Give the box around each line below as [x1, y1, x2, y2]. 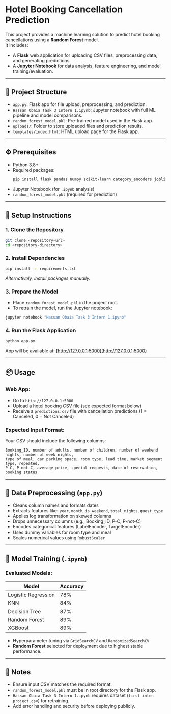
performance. [12, 648, 42, 654]
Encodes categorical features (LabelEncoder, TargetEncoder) [12, 524, 141, 530]
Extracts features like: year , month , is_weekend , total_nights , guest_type [12, 508, 163, 514]
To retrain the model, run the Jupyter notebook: [12, 305, 112, 311]
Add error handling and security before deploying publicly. [12, 703, 136, 709]
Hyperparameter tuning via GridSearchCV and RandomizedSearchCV [12, 637, 150, 643]
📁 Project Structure [5, 88, 67, 96]
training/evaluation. [12, 68, 53, 74]
